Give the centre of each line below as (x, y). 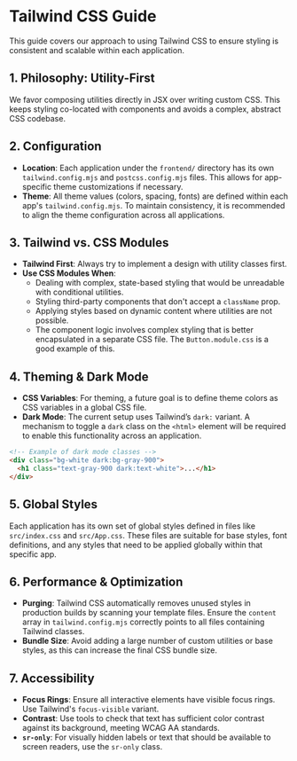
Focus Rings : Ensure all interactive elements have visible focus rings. (148, 700)
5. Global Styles (54, 504)
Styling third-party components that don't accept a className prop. (158, 302)
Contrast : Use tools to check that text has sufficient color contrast (143, 718)
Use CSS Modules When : (69, 273)
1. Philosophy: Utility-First (82, 78)
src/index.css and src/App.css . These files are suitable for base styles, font (148, 535)
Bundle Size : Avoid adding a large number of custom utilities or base (147, 641)
